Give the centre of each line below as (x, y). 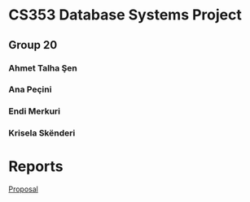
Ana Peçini (30, 89)
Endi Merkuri (35, 111)
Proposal (23, 189)
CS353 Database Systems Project (125, 15)
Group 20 (33, 45)
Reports (36, 167)
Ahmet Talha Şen (43, 68)
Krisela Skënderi (42, 133)
